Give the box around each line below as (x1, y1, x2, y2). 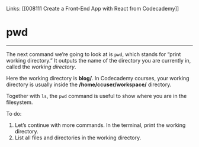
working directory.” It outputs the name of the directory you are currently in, (6, 57, 191, 64)
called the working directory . (6, 63, 76, 70)
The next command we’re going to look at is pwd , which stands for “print (6, 50, 181, 58)
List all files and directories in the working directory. (14, 134, 142, 141)
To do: (6, 110, 22, 117)
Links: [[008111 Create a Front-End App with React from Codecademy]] (6, 5, 179, 12)
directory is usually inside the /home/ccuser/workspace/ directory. (6, 81, 172, 88)
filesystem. (6, 99, 33, 106)
